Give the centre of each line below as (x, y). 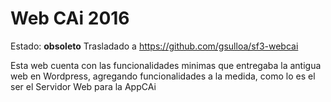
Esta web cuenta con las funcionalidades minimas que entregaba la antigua (166, 65)
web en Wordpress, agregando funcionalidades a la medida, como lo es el (163, 76)
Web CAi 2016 (70, 18)
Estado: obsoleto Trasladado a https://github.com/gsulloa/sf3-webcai (154, 46)
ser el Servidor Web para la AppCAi (83, 86)
